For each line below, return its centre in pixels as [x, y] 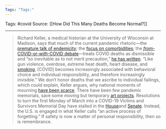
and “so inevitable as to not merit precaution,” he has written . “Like [85, 59]
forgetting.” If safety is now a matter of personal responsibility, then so [89, 116]
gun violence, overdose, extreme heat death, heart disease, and [82, 64]
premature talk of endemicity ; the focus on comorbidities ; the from [85, 48]
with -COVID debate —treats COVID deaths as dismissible [97, 53]
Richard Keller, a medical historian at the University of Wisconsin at [85, 38]
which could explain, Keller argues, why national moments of [79, 85]
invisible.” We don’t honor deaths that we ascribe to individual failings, [88, 80]
